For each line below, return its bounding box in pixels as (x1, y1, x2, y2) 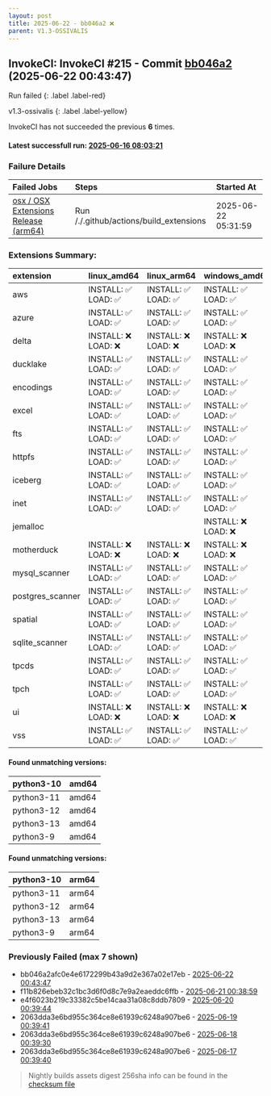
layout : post (8, 11, 52, 20)
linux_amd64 (88, 270, 140, 282)
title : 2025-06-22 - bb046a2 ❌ (8, 19, 115, 27)
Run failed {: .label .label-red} (8, 90, 106, 101)
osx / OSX (12, 195, 51, 207)
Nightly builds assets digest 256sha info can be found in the (27, 1071, 228, 1081)
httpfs (12, 451, 35, 462)
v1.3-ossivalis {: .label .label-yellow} (8, 107, 127, 116)
